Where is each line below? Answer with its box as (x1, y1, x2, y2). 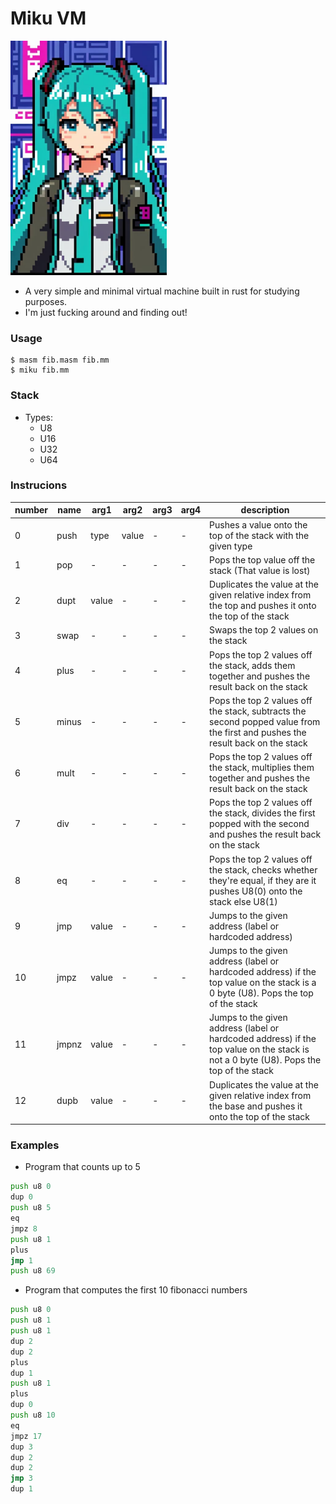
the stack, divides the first (209, 807, 316, 819)
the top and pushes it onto (209, 600, 317, 612)
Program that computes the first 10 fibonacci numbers (24, 1284, 248, 1296)
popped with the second (209, 818, 310, 830)
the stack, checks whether (209, 863, 318, 876)
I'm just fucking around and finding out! (24, 306, 188, 318)
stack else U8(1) (209, 895, 278, 907)
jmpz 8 (10, 1223, 38, 1234)
